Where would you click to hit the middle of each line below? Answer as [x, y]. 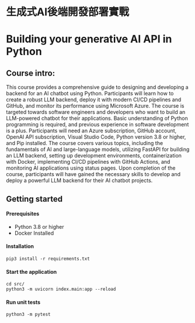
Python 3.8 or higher [39, 226]
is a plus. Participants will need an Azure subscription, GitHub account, [91, 131]
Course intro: [31, 73]
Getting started [34, 199]
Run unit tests [23, 302]
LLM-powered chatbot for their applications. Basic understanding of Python [97, 118]
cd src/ [15, 284]
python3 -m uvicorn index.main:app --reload [61, 289]
